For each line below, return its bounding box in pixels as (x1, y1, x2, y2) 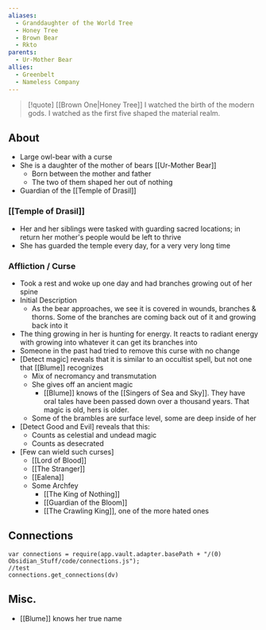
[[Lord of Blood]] (31, 455, 87, 465)
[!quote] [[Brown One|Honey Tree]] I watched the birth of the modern (27, 100, 255, 109)
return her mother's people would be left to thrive (19, 232, 182, 242)
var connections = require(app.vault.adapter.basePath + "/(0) (8, 550, 222, 558)
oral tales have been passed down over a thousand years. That (43, 396, 250, 405)
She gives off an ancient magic (31, 379, 133, 389)
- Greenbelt (15, 71, 56, 79)
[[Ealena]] (31, 472, 64, 482)
